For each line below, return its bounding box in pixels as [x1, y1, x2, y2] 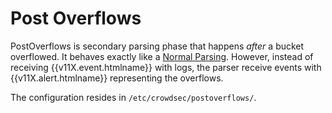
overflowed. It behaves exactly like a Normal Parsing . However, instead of [10, 50, 314, 62]
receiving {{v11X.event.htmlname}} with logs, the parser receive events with [10, 61, 322, 73]
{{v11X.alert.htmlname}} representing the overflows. [10, 72, 224, 84]
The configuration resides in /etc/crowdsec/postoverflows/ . [10, 91, 257, 103]
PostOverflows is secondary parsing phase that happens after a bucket [10, 40, 305, 52]
